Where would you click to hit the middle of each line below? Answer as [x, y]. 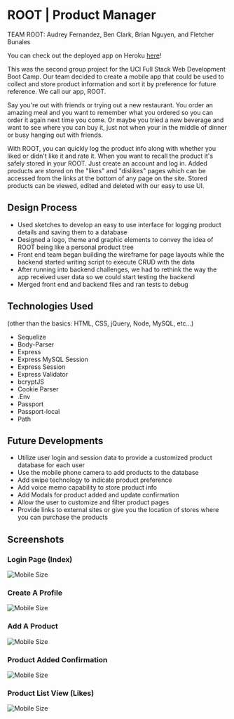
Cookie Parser [38, 389]
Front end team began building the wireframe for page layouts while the [121, 254]
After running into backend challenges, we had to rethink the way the [117, 269]
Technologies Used [50, 306]
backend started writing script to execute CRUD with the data [106, 262]
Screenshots [36, 539]
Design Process [42, 208]
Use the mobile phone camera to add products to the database [108, 473]
